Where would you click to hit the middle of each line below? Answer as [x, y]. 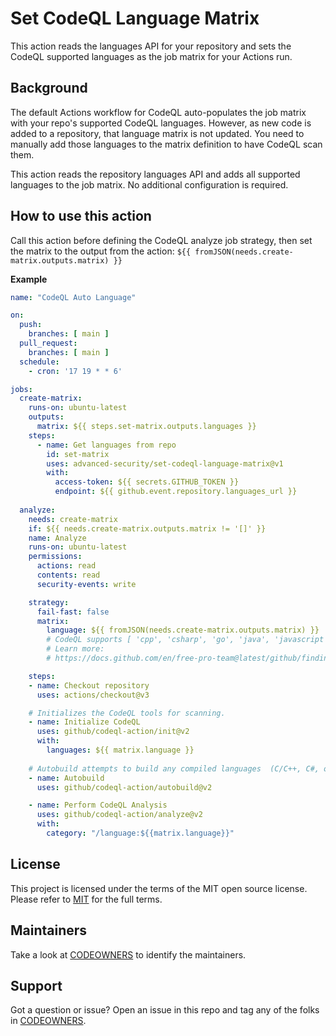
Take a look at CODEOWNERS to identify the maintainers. [128, 954]
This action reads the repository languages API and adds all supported [155, 174]
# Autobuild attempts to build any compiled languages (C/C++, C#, [174, 768]
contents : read [68, 575]
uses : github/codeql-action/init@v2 [113, 732]
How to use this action [81, 216]
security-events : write [86, 584]
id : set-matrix [78, 454]
